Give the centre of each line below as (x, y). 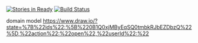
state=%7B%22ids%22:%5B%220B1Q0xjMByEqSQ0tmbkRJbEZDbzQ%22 (99, 27)
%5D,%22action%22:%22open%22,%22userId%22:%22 (78, 33)
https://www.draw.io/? (70, 21)
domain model (24, 21)
